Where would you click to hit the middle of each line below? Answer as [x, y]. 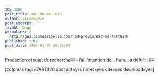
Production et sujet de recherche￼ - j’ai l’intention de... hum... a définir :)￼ [80, 60]
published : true [21, 41]
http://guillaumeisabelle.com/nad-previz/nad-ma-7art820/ [69, 37]
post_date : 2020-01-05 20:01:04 [38, 46]
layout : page [18, 28]
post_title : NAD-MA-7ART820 [33, 14]
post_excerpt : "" [23, 23]
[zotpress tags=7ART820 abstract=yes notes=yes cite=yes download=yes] [79, 69]
